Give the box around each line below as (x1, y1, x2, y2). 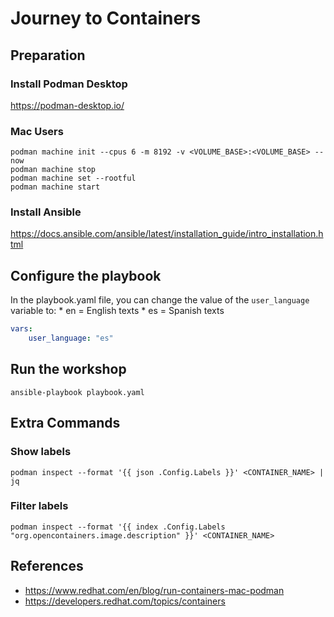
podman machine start (10, 182, 101, 192)
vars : (10, 324, 33, 334)
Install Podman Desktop (10, 77, 128, 91)
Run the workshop (10, 361, 127, 378)
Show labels (10, 445, 72, 459)
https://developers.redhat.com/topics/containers (24, 595, 226, 607)
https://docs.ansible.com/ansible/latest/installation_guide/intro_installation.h (10, 228, 324, 240)
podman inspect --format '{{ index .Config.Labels (10, 522, 226, 532)
